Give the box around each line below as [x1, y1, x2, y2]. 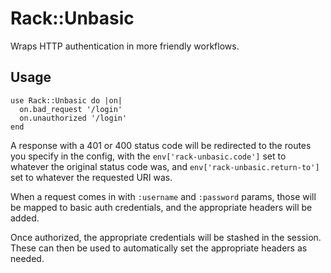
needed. [10, 252, 45, 264]
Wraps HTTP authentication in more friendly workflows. [10, 40, 240, 52]
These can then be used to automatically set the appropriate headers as [10, 242, 308, 254]
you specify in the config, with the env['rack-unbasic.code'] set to [10, 150, 287, 162]
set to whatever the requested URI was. [10, 171, 173, 183]
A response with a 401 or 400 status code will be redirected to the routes [10, 139, 312, 151]
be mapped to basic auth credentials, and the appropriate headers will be [10, 201, 313, 213]
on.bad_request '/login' [19, 104, 123, 114]
